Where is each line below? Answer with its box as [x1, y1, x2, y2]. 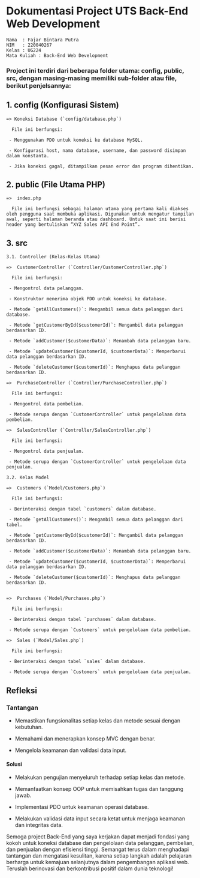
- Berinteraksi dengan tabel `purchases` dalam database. [8, 617, 157, 623]
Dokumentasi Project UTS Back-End [6, 4, 189, 18]
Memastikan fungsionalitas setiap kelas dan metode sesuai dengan [14, 716, 181, 724]
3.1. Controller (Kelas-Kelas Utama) [6, 254, 101, 260]
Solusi [6, 760, 22, 767]
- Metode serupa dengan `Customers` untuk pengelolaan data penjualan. [8, 669, 192, 675]
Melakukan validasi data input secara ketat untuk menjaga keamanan [14, 815, 186, 822]
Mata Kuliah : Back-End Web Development [6, 52, 109, 58]
